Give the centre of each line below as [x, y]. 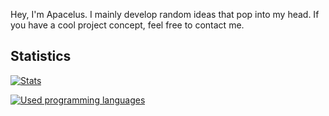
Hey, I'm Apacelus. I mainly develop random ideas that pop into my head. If [165, 14]
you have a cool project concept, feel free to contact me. [127, 25]
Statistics [41, 56]
